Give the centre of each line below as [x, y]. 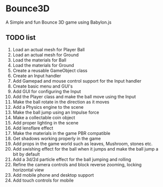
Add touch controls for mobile [43, 180]
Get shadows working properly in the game [57, 138]
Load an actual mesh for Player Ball [49, 49]
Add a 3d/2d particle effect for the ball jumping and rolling [72, 159]
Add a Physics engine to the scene [48, 107]
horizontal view [28, 170]
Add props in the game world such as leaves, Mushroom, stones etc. [82, 144]
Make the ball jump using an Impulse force [56, 112]
